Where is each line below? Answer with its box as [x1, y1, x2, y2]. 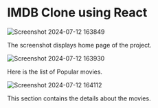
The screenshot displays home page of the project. [7, 41, 153, 49]
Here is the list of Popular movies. [7, 67, 103, 76]
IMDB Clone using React [7, 5, 148, 21]
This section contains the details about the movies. [7, 94, 151, 102]
